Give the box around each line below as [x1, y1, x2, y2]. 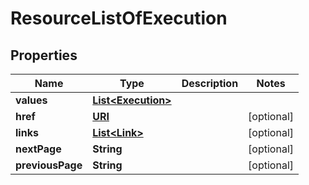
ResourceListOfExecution [10, 7, 228, 30]
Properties [10, 47, 78, 64]
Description [181, 77, 239, 90]
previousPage [15, 158, 83, 172]
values [15, 93, 48, 107]
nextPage [15, 142, 62, 156]
